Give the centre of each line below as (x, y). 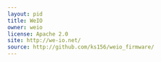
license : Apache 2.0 (38, 34)
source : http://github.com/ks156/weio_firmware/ (81, 47)
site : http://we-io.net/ (44, 41)
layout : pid (25, 14)
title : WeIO (25, 21)
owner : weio (25, 27)
